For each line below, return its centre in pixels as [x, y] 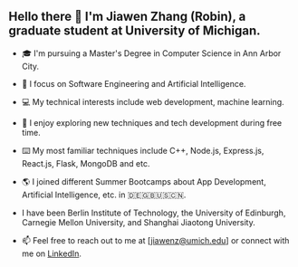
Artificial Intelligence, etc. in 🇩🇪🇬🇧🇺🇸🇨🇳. [104, 195]
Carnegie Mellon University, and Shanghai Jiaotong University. [138, 222]
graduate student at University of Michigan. [135, 31]
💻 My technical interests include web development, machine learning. [153, 101]
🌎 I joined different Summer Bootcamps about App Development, [144, 181]
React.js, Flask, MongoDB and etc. [86, 163]
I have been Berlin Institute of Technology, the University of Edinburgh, [154, 213]
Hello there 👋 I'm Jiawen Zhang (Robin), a [127, 17]
